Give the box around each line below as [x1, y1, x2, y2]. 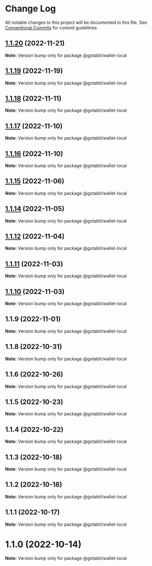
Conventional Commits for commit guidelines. [5, 24, 98, 30]
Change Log [5, 3, 56, 14]
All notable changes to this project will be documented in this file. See [5, 19, 148, 25]
